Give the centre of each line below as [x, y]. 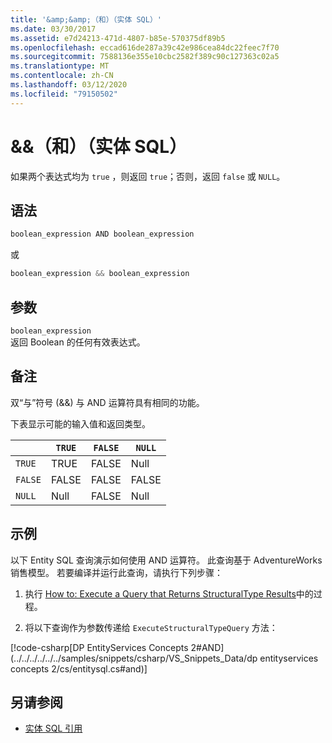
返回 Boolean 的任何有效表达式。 [78, 342]
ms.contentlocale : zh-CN [62, 76]
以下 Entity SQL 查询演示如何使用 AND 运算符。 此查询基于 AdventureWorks [166, 560]
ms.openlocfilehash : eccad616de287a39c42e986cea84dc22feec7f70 [145, 47]
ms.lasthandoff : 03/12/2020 [69, 85]
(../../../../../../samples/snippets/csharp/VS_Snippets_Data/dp [134, 658]
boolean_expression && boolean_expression [100, 274]
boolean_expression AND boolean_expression [102, 234]
